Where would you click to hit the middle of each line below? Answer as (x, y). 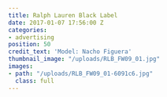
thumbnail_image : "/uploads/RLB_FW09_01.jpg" (84, 59)
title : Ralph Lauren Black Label (63, 15)
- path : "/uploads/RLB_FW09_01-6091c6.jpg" (81, 74)
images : (21, 66)
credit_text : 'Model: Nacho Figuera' (70, 52)
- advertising (32, 37)
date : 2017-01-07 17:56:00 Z (56, 23)
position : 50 (30, 45)
